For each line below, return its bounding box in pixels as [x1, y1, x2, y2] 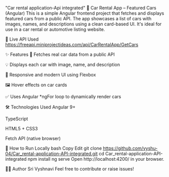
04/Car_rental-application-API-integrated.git [5, 151, 98, 157]
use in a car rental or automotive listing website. [5, 26, 105, 32]
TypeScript [5, 116, 28, 122]
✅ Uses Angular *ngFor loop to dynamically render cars [5, 94, 121, 99]
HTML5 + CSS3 [5, 126, 38, 131]
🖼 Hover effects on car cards [5, 82, 67, 88]
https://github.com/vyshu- [103, 145, 158, 151]
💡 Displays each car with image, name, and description [5, 61, 120, 67]
